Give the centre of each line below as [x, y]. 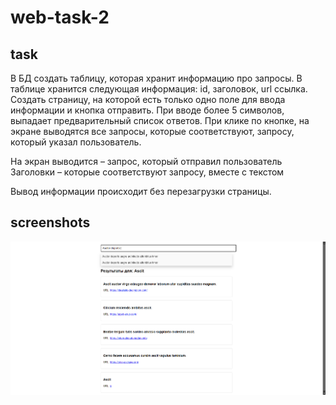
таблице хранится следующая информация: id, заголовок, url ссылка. [159, 89]
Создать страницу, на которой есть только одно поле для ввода [148, 99]
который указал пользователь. [76, 142]
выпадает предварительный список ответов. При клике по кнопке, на [160, 120]
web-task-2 [60, 17]
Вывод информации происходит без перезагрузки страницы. [141, 191]
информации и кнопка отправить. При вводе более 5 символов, [147, 110]
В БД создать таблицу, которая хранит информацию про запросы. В [156, 78]
